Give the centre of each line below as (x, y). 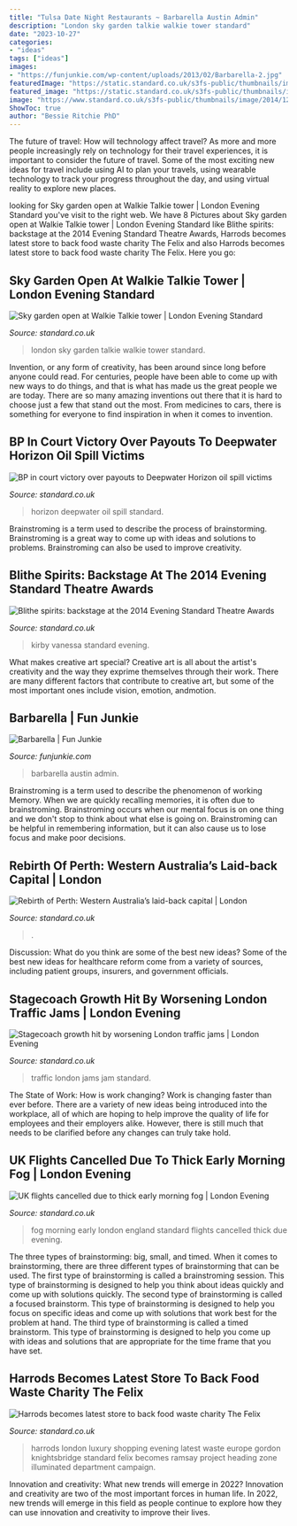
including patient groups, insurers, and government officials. (119, 972)
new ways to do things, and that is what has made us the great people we (143, 385)
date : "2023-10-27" (45, 34)
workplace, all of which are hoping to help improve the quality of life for (139, 1114)
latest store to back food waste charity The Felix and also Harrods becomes (147, 244)
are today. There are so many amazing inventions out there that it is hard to (146, 395)
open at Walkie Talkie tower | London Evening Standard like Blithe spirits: (141, 225)
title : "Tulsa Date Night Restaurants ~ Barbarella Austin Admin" (134, 17)
